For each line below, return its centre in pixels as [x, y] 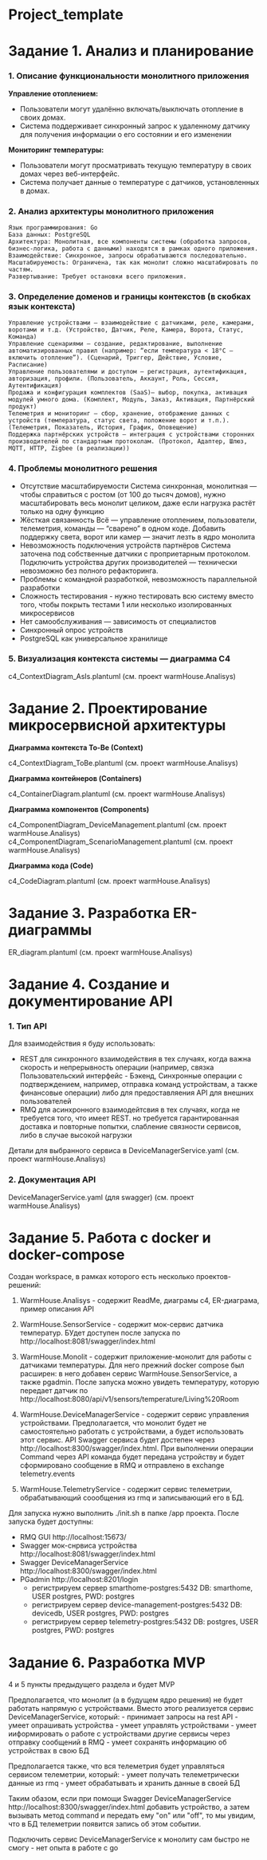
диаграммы [50, 930]
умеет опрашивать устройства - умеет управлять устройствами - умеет [133, 1725]
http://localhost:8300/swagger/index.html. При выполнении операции [136, 1449]
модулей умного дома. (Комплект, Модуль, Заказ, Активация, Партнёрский [132, 400]
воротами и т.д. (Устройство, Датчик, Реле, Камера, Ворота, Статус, [126, 330]
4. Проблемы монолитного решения [83, 469]
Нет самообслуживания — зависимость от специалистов [118, 621]
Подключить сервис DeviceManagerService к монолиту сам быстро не [129, 1839]
